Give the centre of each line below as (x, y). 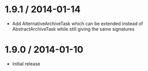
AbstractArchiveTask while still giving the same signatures (73, 29)
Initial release (26, 64)
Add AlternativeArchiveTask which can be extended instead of (78, 23)
